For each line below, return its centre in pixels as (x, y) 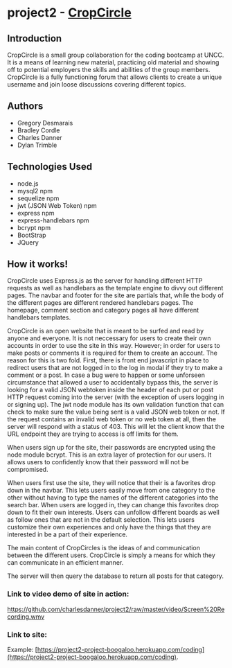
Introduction (35, 38)
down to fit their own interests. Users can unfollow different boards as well (113, 512)
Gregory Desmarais (45, 123)
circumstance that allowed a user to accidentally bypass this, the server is (113, 383)
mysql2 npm (35, 191)
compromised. (28, 470)
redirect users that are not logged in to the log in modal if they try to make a (115, 368)
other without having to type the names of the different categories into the (113, 498)
